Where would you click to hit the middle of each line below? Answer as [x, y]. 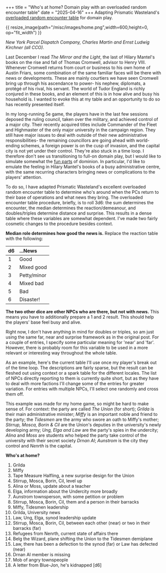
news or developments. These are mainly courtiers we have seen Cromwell [82, 78]
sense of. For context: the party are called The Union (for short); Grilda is [80, 409]
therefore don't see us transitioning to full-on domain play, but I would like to [83, 156]
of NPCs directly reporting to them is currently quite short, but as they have [82, 378]
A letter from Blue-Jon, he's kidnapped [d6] [57, 565]
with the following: [24, 238]
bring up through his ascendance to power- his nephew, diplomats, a [76, 83]
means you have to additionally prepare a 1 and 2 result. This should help [80, 317]
